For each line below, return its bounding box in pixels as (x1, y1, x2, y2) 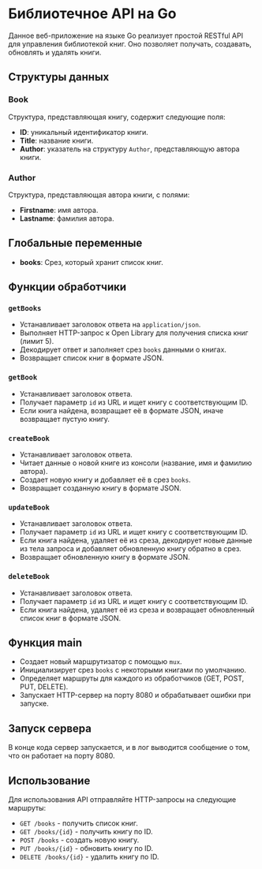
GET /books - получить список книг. (19, 819, 138, 828)
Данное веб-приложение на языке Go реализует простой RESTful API (8, 31, 243, 40)
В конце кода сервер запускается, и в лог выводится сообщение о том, (8, 743, 250, 752)
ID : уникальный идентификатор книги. (19, 127, 148, 136)
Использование (8, 774, 91, 787)
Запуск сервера (8, 722, 92, 735)
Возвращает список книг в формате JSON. (19, 353, 164, 363)
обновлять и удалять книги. (8, 47, 102, 57)
